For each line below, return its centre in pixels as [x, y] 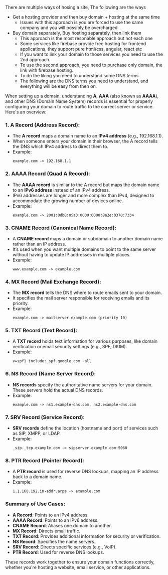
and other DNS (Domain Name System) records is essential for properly [79, 101]
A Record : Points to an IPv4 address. [51, 515]
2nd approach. [35, 59]
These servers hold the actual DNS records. [58, 390]
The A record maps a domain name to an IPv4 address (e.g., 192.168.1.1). [88, 136]
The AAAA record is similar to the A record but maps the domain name [86, 185]
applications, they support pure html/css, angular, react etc [81, 49]
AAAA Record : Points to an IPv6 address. [55, 520]
